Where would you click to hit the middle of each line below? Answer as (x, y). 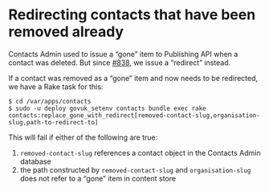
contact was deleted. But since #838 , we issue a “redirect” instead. (120, 63)
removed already (66, 32)
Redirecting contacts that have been (132, 15)
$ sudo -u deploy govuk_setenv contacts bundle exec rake (107, 108)
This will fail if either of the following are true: (83, 137)
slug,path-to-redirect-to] (53, 122)
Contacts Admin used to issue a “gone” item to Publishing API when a (123, 54)
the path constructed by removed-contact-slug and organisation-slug (135, 169)
